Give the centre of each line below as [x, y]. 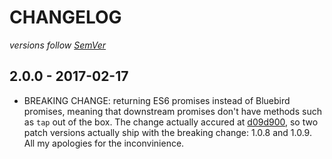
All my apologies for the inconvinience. [104, 143]
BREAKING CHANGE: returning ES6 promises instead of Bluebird [157, 100]
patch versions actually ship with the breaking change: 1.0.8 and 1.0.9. [167, 132]
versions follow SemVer [58, 45]
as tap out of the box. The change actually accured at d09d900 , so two [171, 122]
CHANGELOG [65, 17]
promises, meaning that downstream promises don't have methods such [172, 111]
